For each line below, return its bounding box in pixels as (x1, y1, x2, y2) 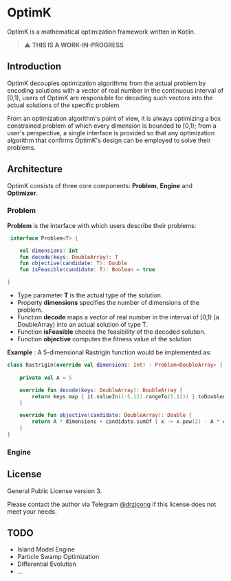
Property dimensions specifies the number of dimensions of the (16, 299, 200, 307)
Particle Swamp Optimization (16, 553, 100, 561)
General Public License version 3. (7, 486, 102, 495)
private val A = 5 (19, 374, 72, 381)
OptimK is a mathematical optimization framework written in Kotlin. (7, 27, 196, 36)
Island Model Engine (16, 545, 76, 554)
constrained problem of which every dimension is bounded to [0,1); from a (7, 122, 217, 130)
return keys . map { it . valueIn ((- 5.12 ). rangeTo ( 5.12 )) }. (32, 393, 199, 400)
